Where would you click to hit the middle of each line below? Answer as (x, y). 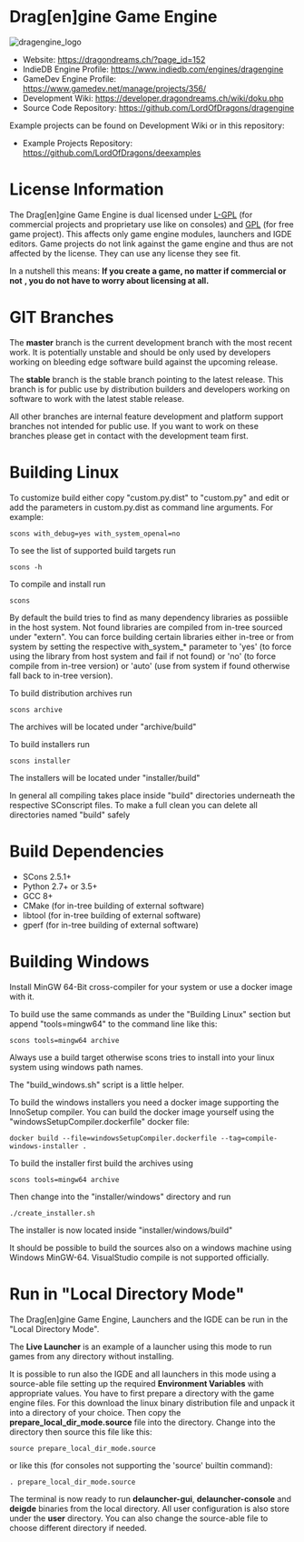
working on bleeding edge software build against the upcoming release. (144, 362)
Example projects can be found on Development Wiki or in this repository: (147, 125)
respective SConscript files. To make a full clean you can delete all (134, 805)
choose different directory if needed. (78, 1527)
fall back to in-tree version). (61, 676)
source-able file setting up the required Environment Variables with (137, 1383)
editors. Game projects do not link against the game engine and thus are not (152, 244)
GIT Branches (62, 318)
